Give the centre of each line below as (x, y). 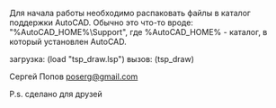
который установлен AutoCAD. (68, 41)
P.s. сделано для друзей (56, 94)
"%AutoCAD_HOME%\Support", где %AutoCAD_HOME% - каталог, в (138, 32)
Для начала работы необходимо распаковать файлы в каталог (130, 13)
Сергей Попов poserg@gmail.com (74, 76)
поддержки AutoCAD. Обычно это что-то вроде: (101, 22)
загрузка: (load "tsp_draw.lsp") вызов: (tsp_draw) (102, 59)
